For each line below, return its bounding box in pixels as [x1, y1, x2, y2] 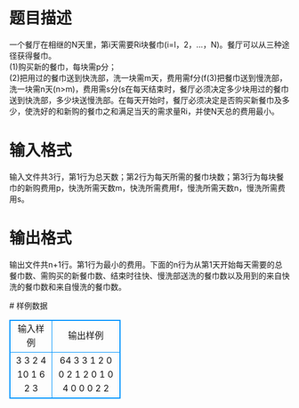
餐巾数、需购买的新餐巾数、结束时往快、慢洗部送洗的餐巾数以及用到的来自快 [9, 270, 290, 281]
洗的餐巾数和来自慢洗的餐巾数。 [9, 281, 126, 292]
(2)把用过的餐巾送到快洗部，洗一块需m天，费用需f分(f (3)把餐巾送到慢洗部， [9, 72, 287, 83]
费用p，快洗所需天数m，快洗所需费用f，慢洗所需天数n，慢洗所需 [39, 182, 279, 193]
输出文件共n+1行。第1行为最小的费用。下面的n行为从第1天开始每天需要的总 [9, 259, 283, 269]
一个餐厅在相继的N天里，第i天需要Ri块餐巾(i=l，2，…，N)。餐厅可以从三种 [9, 39, 282, 50]
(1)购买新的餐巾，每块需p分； [9, 61, 117, 72]
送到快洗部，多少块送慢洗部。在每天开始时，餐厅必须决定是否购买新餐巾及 [9, 94, 282, 105]
